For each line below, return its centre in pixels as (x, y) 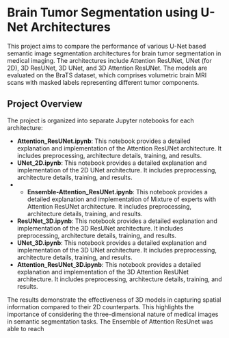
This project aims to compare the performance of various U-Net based (107, 46)
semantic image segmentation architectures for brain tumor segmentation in (114, 53)
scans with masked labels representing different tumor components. (103, 82)
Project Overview (45, 104)
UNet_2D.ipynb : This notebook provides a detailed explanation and (112, 163)
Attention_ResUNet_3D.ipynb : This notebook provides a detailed (109, 264)
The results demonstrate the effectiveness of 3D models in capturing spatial (114, 300)
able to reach (26, 328)
